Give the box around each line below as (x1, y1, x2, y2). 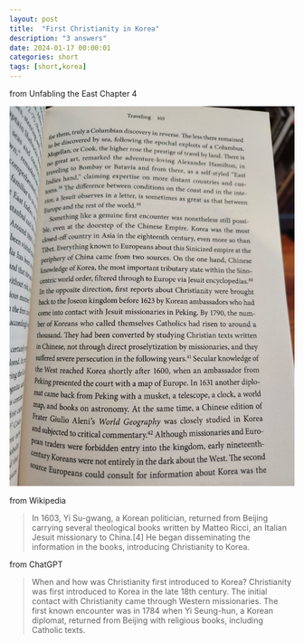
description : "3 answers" (9, 33, 107, 42)
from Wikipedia (9, 496, 66, 505)
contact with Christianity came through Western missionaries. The (31, 596, 279, 606)
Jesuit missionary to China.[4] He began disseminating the (31, 532, 251, 543)
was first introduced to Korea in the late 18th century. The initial (31, 586, 268, 597)
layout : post (9, 14, 59, 24)
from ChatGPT (9, 559, 63, 570)
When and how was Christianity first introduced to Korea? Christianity (31, 577, 292, 587)
